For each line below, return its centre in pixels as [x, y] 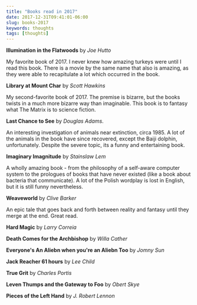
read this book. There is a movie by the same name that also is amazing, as [97, 68]
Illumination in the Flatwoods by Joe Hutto [59, 50]
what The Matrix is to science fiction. [51, 110]
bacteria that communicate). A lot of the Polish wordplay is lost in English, [95, 181]
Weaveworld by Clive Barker [41, 198]
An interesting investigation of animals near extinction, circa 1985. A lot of [95, 133]
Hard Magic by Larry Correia [41, 227]
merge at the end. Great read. [42, 216]
